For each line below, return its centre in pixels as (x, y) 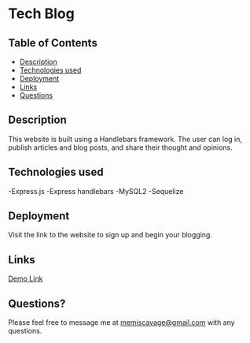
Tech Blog (41, 14)
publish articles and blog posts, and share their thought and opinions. (121, 147)
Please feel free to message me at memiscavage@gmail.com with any (121, 322)
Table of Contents (53, 43)
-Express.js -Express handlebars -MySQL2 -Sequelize (96, 191)
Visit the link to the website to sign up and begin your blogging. (110, 235)
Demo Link (26, 279)
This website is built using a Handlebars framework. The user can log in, (125, 139)
